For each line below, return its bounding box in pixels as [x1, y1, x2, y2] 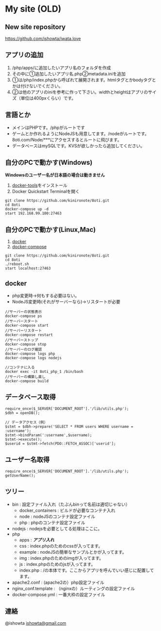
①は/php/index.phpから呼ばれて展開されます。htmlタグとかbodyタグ [12, 77, 152, 83]
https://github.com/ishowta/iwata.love [5, 35, 81, 41]
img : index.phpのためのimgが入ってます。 [19, 555, 104, 561]
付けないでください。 [20, 83, 63, 88]
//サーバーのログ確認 [5, 347, 42, 352]
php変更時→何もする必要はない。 [12, 293, 80, 298]
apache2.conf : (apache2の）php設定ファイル [12, 579, 104, 585]
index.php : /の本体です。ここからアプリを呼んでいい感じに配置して [19, 567, 154, 573]
